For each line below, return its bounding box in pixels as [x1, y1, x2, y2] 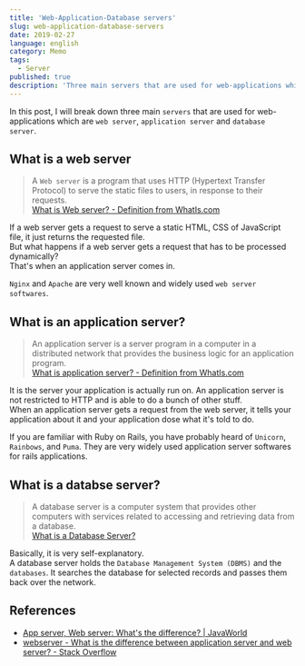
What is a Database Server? [31, 531, 136, 542]
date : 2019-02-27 [9, 30, 75, 39]
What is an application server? [9, 314, 186, 330]
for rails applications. [9, 451, 88, 462]
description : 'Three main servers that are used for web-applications [9, 81, 282, 90]
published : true [9, 73, 71, 82]
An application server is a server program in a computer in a [31, 338, 257, 350]
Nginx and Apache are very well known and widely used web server [9, 278, 257, 289]
